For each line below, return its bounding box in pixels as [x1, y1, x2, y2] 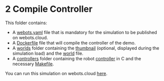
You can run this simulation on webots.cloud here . [5, 70, 108, 76]
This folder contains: [5, 20, 47, 26]
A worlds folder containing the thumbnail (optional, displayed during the [12, 45, 160, 51]
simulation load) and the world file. [12, 50, 83, 56]
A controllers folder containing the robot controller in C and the [12, 55, 142, 61]
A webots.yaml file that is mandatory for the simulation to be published [12, 29, 158, 35]
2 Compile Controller [5, 3, 93, 15]
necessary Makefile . [12, 61, 54, 67]
